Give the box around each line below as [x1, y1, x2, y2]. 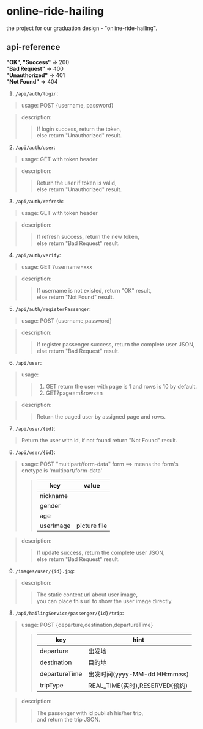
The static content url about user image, [36, 591, 138, 598]
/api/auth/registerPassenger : [15, 305, 92, 312]
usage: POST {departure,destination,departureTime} [21, 621, 153, 628]
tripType [39, 681, 64, 689]
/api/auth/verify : [15, 251, 61, 258]
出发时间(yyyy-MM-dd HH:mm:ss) [88, 670, 190, 678]
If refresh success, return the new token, [36, 233, 139, 240]
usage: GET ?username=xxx [21, 263, 93, 270]
